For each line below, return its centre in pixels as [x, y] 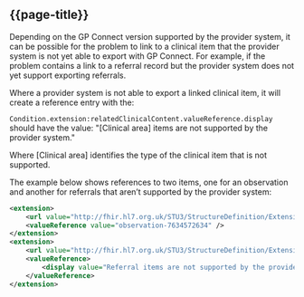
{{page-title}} [49, 15]
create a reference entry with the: [72, 102]
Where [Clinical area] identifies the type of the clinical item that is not [138, 155]
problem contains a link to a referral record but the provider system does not [152, 65]
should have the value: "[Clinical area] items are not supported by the [139, 128]
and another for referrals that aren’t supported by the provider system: [141, 192]
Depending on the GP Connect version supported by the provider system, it [150, 36]
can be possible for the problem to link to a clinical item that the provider [144, 46]
